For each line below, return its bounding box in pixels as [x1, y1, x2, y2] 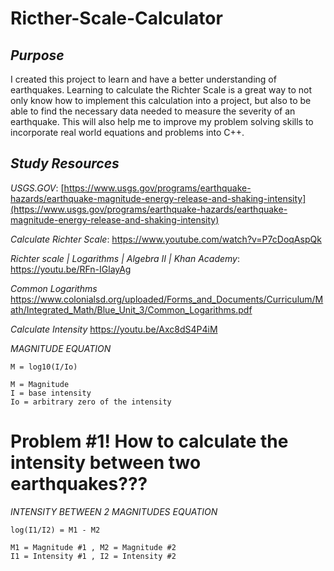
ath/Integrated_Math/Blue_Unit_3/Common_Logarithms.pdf [10, 303, 253, 316]
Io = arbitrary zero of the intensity [10, 397, 172, 407]
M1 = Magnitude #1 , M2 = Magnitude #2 [10, 542, 177, 552]
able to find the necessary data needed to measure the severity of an [10, 105, 296, 117]
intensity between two [10, 452, 202, 474]
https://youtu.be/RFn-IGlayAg [10, 263, 132, 275]
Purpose [10, 47, 65, 64]
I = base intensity [10, 388, 92, 398]
